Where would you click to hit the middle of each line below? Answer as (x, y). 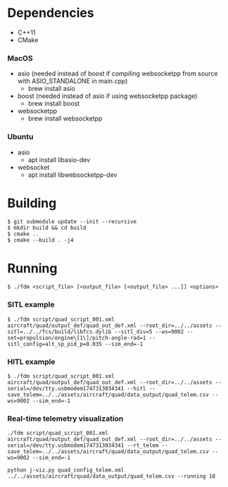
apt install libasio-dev (59, 159)
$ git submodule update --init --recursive (72, 222)
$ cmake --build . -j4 (40, 240)
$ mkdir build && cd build (47, 228)
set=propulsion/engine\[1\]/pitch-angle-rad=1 (77, 338)
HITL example (31, 362)
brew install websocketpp (65, 118)
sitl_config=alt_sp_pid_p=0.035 (55, 344)
